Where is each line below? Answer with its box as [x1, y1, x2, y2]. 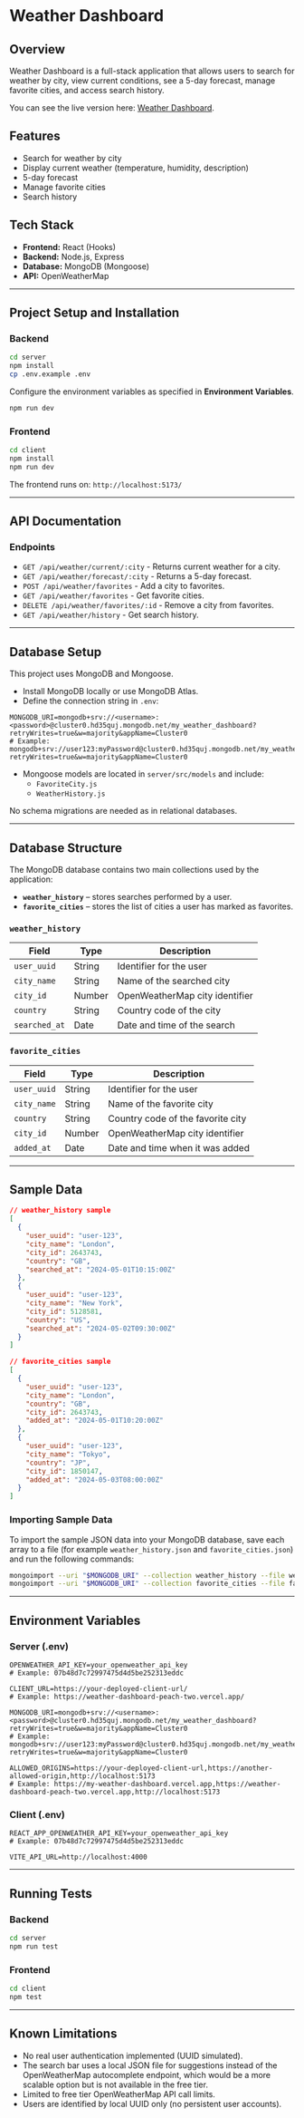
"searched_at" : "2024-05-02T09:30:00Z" [25, 1324, 176, 1333]
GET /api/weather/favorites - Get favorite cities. [22, 590, 205, 601]
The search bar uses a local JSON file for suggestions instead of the [22, 2059, 278, 2071]
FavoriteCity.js [35, 780, 98, 789]
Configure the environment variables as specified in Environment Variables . [9, 386, 294, 397]
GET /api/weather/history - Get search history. [22, 609, 199, 621]
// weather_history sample [9, 1206, 111, 1215]
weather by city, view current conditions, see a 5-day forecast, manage [9, 75, 276, 86]
